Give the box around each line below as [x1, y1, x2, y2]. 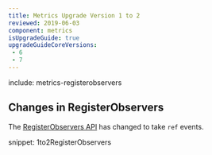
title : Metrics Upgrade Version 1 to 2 [8, 11, 141, 20]
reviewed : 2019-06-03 [8, 19, 80, 27]
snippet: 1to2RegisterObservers [8, 137, 112, 147]
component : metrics [8, 26, 73, 34]
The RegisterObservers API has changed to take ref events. [8, 122, 204, 131]
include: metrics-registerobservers [8, 77, 122, 87]
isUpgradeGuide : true [8, 33, 80, 42]
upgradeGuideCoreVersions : [8, 41, 98, 49]
